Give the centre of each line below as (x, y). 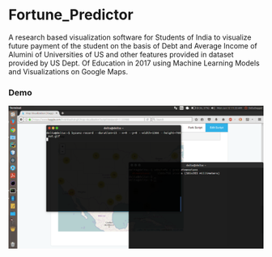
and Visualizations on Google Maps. (68, 71)
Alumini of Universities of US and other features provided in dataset (121, 54)
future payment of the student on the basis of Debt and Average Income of (133, 45)
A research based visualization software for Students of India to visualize (130, 37)
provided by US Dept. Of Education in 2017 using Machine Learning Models (134, 63)
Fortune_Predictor (71, 15)
